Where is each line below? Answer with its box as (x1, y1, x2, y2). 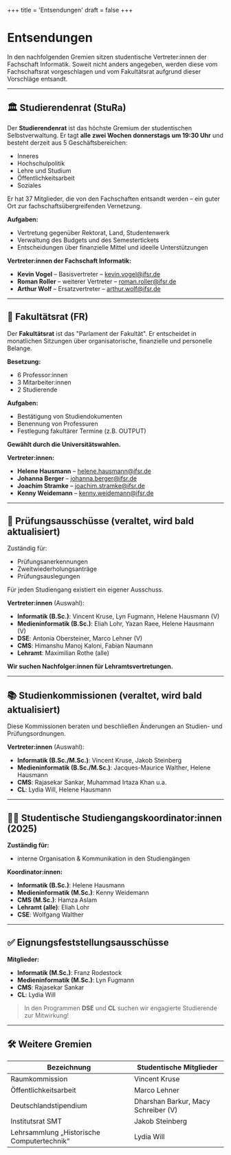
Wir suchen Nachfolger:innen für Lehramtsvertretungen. (7, 662, 173, 671)
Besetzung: (7, 357, 41, 365)
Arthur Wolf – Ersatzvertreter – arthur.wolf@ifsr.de (16, 284, 161, 292)
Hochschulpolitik (16, 159, 65, 168)
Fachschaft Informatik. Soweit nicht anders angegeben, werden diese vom (7, 60, 218, 68)
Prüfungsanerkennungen (16, 558, 88, 566)
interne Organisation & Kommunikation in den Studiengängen (16, 854, 190, 863)
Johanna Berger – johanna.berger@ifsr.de (16, 474, 137, 482)
